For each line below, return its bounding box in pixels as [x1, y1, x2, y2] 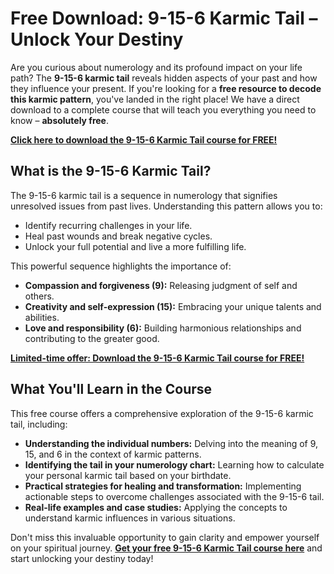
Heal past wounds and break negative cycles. [24, 230, 213, 242]
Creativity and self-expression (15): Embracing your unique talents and [24, 300, 322, 312]
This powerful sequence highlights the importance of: [10, 260, 232, 272]
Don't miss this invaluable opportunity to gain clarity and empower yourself [10, 531, 320, 543]
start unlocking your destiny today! [10, 552, 154, 564]
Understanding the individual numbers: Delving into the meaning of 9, [24, 437, 319, 449]
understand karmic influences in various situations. [24, 512, 236, 524]
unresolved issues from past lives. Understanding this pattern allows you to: [10, 200, 323, 212]
